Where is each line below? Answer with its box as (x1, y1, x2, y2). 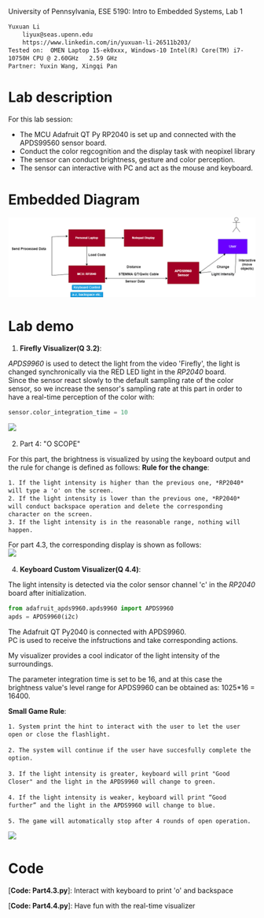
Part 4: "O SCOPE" (19, 439, 81, 448)
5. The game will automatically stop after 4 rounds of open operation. (8, 817, 251, 825)
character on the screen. (8, 511, 93, 518)
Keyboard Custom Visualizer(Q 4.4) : (19, 565, 141, 574)
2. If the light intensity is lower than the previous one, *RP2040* (8, 495, 241, 503)
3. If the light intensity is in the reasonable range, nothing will (8, 518, 241, 526)
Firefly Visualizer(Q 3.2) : (19, 344, 102, 353)
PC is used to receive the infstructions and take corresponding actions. (8, 635, 238, 645)
